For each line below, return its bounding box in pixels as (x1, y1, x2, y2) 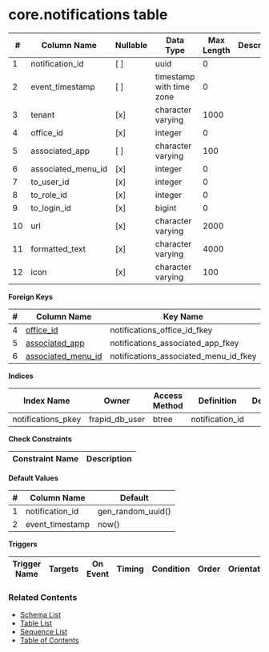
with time (155, 81, 190, 92)
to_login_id (30, 202, 72, 213)
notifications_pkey (12, 413, 82, 425)
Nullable (114, 39, 148, 50)
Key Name (163, 311, 204, 322)
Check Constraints (8, 434, 72, 444)
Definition (198, 395, 237, 406)
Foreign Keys (8, 292, 54, 301)
